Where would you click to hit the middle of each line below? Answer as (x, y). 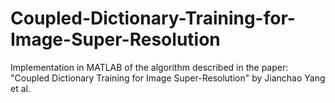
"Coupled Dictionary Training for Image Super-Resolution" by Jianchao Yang (168, 78)
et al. (20, 88)
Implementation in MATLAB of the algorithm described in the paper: (149, 67)
